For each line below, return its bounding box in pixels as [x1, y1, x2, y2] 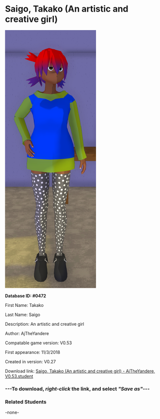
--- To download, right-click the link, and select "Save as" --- [5, 385, 150, 392]
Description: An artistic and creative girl [5, 321, 84, 327]
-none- [5, 409, 19, 416]
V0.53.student [5, 373, 33, 379]
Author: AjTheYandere [5, 330, 49, 336]
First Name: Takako [5, 302, 44, 308]
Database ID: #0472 [5, 293, 47, 299]
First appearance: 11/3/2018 [5, 349, 61, 355]
